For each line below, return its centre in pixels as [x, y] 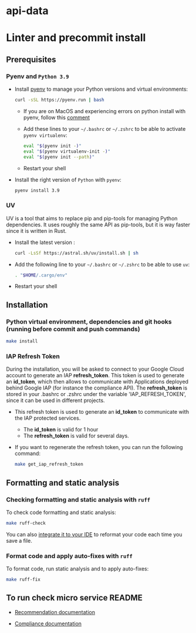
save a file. [19, 540]
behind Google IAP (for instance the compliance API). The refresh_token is [97, 388]
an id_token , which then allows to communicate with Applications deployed [97, 382]
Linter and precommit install [76, 38]
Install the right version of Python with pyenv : [68, 179]
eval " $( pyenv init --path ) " [59, 157]
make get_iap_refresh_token [49, 464]
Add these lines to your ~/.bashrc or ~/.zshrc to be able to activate [104, 128]
